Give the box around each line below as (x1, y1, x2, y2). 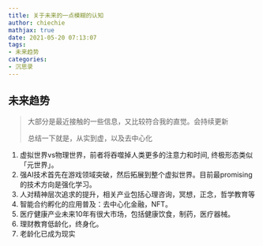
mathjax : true (8, 26, 55, 34)
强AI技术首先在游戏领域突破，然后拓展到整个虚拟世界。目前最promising (19, 170, 253, 179)
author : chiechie (8, 19, 66, 27)
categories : (8, 56, 47, 64)
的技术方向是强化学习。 (19, 179, 96, 189)
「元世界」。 (19, 159, 58, 170)
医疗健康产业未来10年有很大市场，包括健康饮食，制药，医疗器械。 (19, 209, 235, 218)
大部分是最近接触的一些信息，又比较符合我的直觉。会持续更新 (27, 116, 229, 126)
